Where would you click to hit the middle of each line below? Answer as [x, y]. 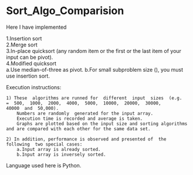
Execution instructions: [34, 87]
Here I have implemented [36, 27]
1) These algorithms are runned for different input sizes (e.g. [94, 98]
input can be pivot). [30, 57]
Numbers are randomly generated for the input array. [85, 113]
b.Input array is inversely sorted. [62, 154]
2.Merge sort [22, 45]
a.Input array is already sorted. [59, 149]
